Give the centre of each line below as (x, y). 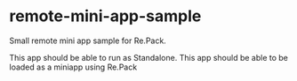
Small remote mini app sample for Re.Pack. (88, 40)
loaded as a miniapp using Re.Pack (73, 67)
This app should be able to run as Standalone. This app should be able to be (149, 57)
